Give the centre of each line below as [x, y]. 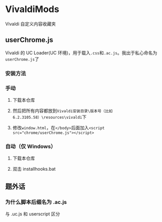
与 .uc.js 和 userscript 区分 [33, 214]
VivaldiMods [32, 9]
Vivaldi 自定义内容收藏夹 [31, 24]
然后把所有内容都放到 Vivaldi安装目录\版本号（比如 [62, 110]
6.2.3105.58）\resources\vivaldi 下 [49, 117]
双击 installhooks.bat [34, 169]
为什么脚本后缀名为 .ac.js [36, 202]
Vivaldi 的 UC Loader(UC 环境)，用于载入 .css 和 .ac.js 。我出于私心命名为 [81, 53]
